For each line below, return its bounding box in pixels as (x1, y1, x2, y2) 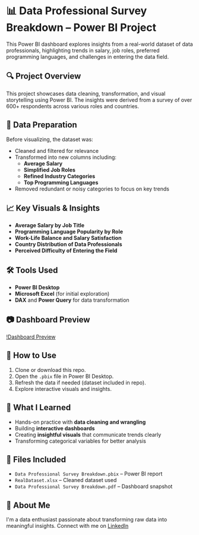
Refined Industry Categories (23, 173, 96, 180)
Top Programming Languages (23, 179, 99, 186)
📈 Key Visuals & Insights (6, 203, 100, 213)
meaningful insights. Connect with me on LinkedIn (6, 523, 129, 530)
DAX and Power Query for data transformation (14, 296, 129, 304)
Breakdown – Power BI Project (6, 21, 156, 35)
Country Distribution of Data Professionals (14, 241, 122, 248)
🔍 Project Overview (6, 71, 81, 82)
